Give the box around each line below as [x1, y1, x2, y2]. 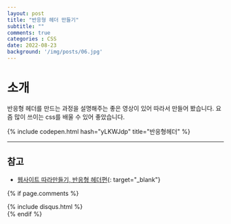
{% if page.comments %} [7, 189, 79, 197]
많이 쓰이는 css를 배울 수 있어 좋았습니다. [14, 113, 125, 121]
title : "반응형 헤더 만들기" [7, 16, 79, 23]
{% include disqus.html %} [7, 202, 83, 210]
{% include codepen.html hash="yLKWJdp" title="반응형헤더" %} [7, 127, 190, 135]
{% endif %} [7, 210, 43, 218]
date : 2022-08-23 [7, 42, 57, 49]
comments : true [7, 29, 51, 36]
